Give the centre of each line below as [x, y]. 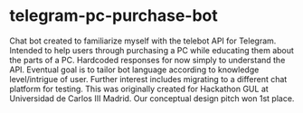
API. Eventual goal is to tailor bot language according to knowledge [134, 70]
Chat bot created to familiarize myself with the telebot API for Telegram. [143, 41]
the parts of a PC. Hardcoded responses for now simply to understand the [147, 60]
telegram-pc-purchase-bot [114, 16]
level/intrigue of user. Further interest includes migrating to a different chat [148, 79]
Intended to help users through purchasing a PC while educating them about [151, 50]
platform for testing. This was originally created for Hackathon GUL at [139, 89]
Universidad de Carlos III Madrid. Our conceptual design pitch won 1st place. [152, 98]
